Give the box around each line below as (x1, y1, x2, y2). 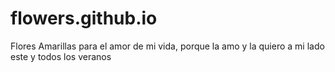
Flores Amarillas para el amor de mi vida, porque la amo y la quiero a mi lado (10, 40, 325, 52)
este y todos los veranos (10, 50, 112, 62)
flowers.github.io (10, 7, 158, 30)
